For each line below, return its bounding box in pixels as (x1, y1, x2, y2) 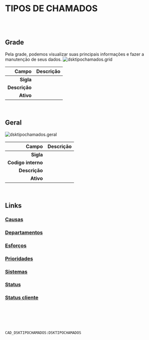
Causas (5, 216, 23, 223)
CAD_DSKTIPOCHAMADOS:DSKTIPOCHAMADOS (5, 330, 82, 335)
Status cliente (5, 294, 39, 301)
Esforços (5, 242, 27, 249)
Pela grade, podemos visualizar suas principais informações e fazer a (5, 51, 144, 57)
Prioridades (5, 255, 33, 262)
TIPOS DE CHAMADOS (5, 3, 98, 14)
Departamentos (5, 229, 43, 236)
